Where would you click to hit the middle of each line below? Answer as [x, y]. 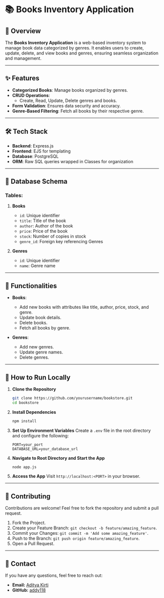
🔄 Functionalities [31, 286]
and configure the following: [41, 436]
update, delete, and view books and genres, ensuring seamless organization [82, 53]
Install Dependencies [34, 412]
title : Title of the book [43, 221]
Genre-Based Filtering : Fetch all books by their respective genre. [78, 111]
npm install [24, 421]
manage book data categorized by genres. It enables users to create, [74, 48]
